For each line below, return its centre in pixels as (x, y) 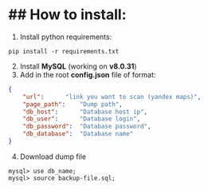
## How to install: (67, 15)
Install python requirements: (66, 37)
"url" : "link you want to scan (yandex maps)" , (112, 97)
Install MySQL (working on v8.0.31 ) (78, 66)
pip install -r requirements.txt (64, 51)
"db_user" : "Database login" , (82, 119)
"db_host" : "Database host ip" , (85, 112)
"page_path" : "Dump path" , (73, 104)
